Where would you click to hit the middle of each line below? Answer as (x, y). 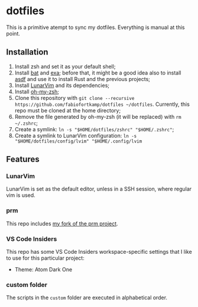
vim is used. (21, 195)
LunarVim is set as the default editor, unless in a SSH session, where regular (99, 189)
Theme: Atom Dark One (43, 270)
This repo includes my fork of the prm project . (62, 224)
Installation (27, 52)
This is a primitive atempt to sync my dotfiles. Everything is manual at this (95, 27)
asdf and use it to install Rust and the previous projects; (82, 79)
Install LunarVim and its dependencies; (62, 85)
